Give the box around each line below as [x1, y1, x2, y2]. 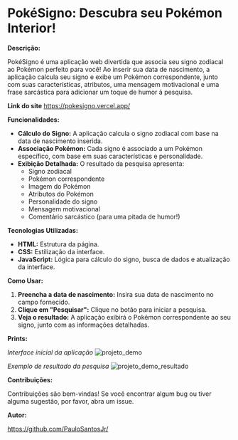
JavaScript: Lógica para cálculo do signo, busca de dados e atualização [17, 255, 230, 263]
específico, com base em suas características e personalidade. [17, 152, 203, 160]
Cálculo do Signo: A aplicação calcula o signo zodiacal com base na [17, 129, 219, 137]
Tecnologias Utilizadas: [7, 226, 78, 234]
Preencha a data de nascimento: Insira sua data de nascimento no [17, 290, 215, 298]
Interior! [7, 20, 57, 36]
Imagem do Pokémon [28, 182, 91, 190]
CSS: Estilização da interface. [17, 247, 105, 256]
